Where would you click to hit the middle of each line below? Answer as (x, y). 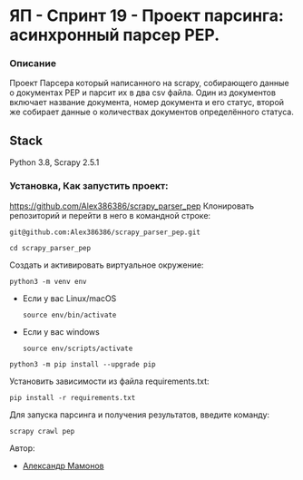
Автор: (22, 448)
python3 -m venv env (49, 281)
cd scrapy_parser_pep (50, 248)
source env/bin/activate (69, 315)
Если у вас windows (61, 331)
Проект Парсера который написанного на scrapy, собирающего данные (149, 83)
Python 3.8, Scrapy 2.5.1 (54, 162)
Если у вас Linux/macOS (69, 298)
